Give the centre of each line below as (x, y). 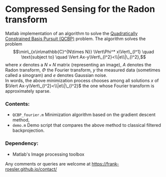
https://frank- (105, 164)
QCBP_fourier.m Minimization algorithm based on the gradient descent (84, 115)
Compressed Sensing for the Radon (80, 9)
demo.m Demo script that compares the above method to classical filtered (87, 125)
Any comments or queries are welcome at (48, 164)
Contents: (17, 104)
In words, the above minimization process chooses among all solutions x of (82, 80)
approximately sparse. (28, 91)
